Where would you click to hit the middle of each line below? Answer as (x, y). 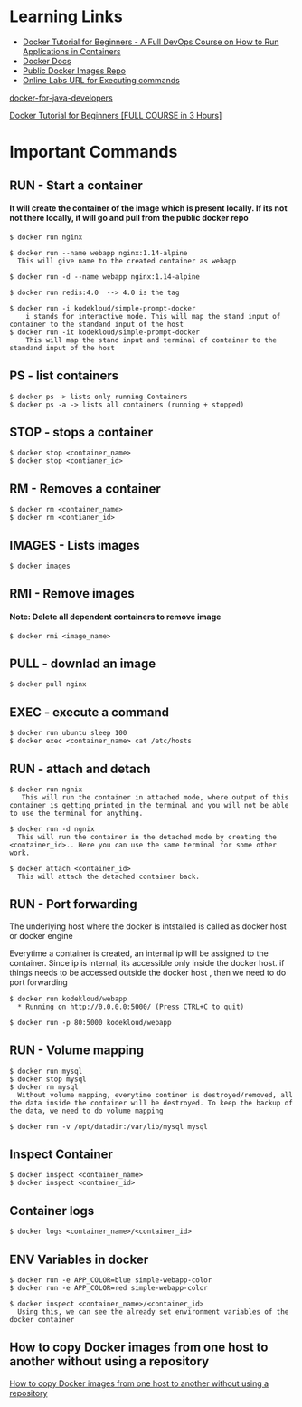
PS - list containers (64, 376)
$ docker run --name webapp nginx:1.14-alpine (99, 253)
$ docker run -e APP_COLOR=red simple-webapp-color (109, 1288)
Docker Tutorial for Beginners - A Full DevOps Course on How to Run (151, 42)
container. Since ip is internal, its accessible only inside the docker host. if (147, 962)
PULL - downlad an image (83, 663)
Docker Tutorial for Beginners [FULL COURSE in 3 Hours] (116, 115)
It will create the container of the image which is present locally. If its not (148, 208)
